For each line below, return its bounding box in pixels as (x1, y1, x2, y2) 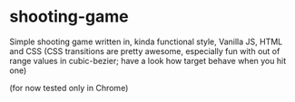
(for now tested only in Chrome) (9, 82, 129, 93)
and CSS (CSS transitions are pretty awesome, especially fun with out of (9, 45, 280, 56)
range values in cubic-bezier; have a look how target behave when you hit (9, 55, 287, 66)
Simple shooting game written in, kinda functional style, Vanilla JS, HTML (9, 36, 283, 47)
